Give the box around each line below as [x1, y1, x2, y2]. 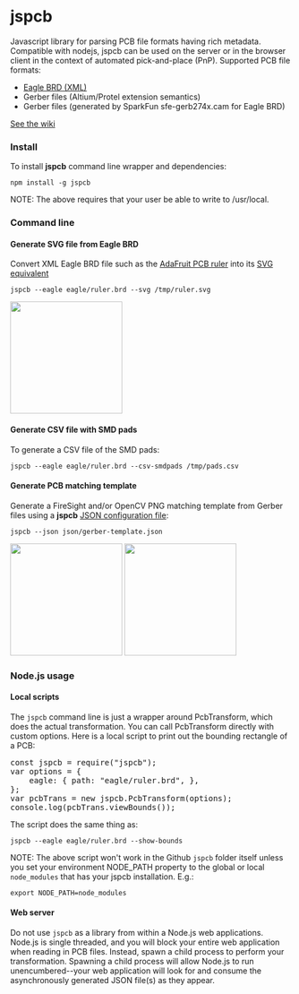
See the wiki [10, 118, 56, 129]
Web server [10, 907, 55, 918]
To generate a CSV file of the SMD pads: [10, 444, 160, 454]
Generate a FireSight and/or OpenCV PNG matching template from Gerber [10, 500, 284, 511]
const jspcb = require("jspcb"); [10, 757, 158, 767]
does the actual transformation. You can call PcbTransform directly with [10, 721, 274, 731]
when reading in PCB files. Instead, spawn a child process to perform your [10, 946, 285, 957]
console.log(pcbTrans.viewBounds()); [10, 802, 176, 812]
